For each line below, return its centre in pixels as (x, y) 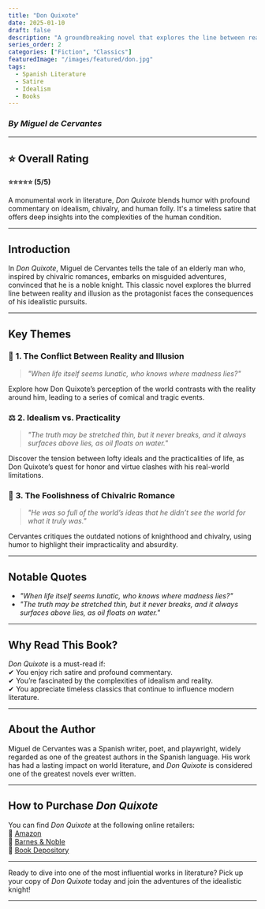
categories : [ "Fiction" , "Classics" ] (70, 52)
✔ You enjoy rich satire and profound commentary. (91, 672)
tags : (17, 67)
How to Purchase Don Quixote (83, 806)
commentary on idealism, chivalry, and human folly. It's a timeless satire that (132, 209)
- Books (28, 96)
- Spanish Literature (51, 74)
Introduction (39, 249)
